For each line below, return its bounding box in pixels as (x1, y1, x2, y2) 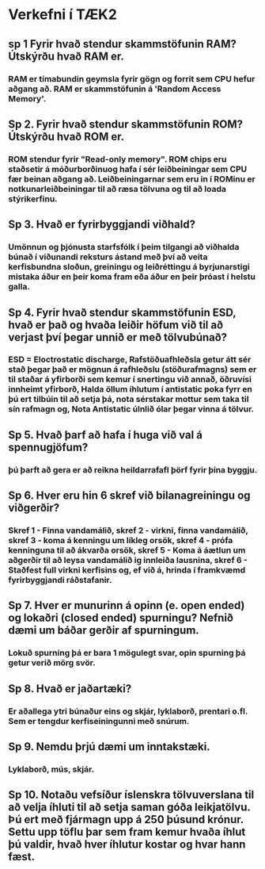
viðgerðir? (8, 501, 60, 515)
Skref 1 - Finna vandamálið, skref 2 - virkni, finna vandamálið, (8, 525, 248, 536)
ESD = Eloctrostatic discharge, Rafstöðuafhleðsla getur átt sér (8, 354, 252, 366)
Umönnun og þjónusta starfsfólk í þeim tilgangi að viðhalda (8, 242, 240, 253)
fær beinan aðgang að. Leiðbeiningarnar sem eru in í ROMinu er (8, 173, 256, 184)
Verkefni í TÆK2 (8, 6, 117, 24)
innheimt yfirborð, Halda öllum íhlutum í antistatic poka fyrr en (8, 384, 253, 395)
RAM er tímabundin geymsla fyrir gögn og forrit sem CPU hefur (8, 73, 256, 84)
